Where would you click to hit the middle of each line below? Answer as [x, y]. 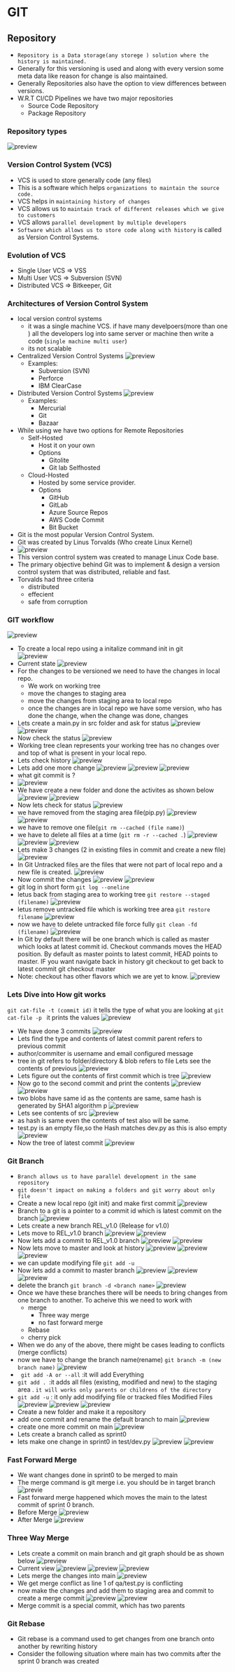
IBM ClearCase [60, 386]
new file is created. [45, 872]
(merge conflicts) [42, 1352]
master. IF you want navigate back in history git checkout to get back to [120, 962]
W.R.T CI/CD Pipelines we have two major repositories [95, 98]
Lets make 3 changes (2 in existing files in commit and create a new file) [121, 850]
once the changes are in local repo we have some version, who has [125, 708]
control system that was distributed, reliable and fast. [94, 572]
